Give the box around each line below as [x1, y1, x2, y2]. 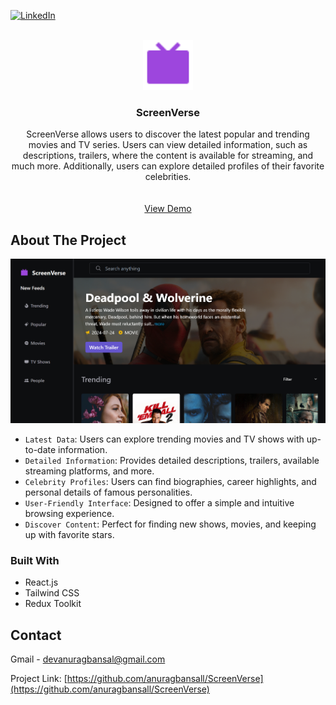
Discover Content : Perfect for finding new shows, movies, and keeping [24, 518, 317, 530]
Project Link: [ [10, 673, 68, 685]
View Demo [144, 203, 192, 215]
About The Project [10, 231, 127, 249]
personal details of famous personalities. [24, 486, 193, 499]
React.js [24, 576, 59, 589]
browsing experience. [24, 508, 115, 520]
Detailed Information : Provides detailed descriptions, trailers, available [24, 455, 320, 467]
